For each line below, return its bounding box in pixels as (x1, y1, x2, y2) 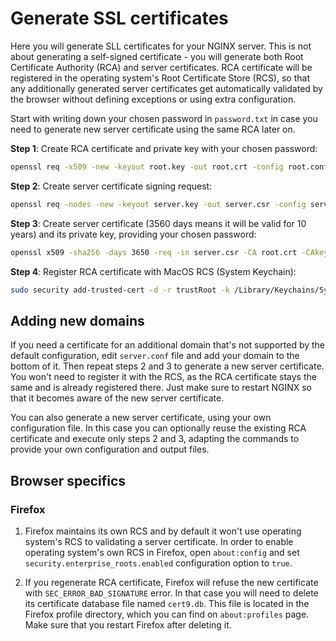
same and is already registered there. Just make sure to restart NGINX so (10, 382, 312, 394)
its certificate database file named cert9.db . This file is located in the (24, 597, 310, 609)
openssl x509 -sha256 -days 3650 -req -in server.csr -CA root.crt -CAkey (10, 247, 329, 257)
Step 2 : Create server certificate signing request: (10, 180, 213, 192)
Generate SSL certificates (10, 7, 229, 30)
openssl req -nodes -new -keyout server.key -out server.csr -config (10, 199, 307, 209)
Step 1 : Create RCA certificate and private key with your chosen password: (10, 142, 318, 154)
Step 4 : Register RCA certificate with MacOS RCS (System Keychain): (10, 265, 297, 277)
